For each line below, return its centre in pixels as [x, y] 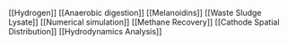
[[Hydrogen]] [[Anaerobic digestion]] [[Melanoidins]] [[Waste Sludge [135, 13]
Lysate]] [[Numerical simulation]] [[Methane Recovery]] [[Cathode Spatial [144, 22]
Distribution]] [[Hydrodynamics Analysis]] [85, 31]
